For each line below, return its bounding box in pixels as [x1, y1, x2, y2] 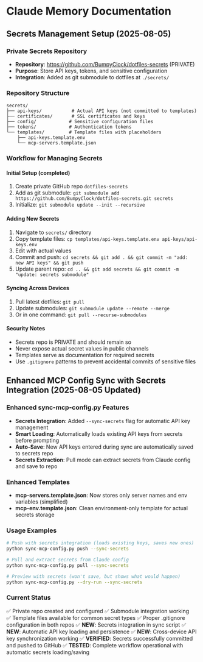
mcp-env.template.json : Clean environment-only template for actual [15, 504, 188, 511]
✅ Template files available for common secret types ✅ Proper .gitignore [6, 614, 185, 621]
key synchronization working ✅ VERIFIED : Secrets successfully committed [6, 635, 193, 642]
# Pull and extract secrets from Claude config [6, 557, 129, 563]
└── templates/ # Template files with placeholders [6, 129, 162, 135]
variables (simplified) [15, 498, 68, 505]
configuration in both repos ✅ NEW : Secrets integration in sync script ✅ [6, 621, 187, 628]
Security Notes [6, 325, 46, 332]
